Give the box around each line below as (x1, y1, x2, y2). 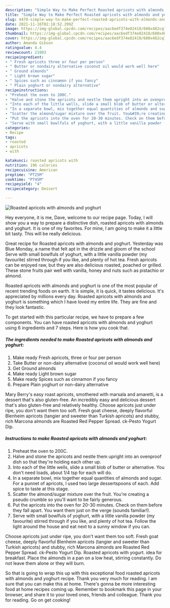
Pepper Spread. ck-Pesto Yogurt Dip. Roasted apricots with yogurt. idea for (5, 549, 162, 555)
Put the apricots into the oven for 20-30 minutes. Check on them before (12, 502, 163, 508)
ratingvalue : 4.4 (5, 45, 42, 50)
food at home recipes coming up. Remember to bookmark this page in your (5, 586, 162, 592)
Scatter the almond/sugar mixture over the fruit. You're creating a (12, 491, 149, 497)
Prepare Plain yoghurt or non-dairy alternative (12, 381, 109, 387)
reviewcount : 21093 (5, 50, 47, 55)
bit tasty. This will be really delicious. (5, 231, 82, 236)
